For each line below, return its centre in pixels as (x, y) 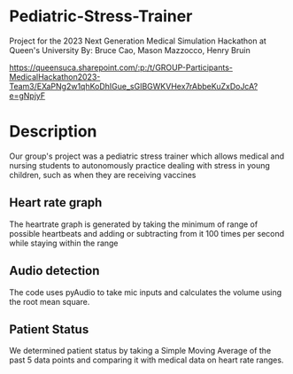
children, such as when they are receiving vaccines (103, 175)
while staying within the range (64, 243)
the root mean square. (50, 301)
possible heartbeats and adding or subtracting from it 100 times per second (147, 233)
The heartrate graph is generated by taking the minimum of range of (134, 224)
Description (53, 132)
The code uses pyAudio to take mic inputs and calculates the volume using (146, 292)
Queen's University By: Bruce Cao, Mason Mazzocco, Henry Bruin (130, 50)
